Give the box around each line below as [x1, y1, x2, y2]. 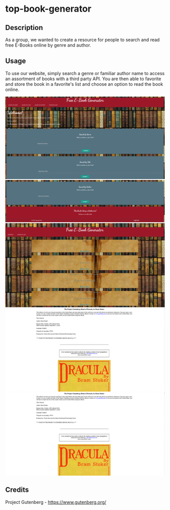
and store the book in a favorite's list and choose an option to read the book [5, 81, 163, 87]
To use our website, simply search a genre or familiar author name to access [5, 70, 165, 76]
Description [5, 23, 43, 32]
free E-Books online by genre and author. [5, 42, 91, 48]
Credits [5, 486, 29, 494]
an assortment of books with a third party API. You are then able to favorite [5, 76, 161, 82]
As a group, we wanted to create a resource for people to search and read [5, 37, 160, 43]
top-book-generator [5, 3, 92, 15]
